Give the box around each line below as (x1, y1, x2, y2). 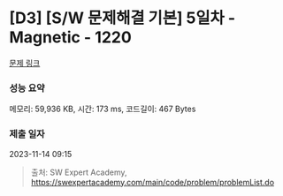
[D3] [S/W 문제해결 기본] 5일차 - (9, 8, 236, 28)
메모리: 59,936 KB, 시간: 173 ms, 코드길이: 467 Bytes (9, 103, 196, 115)
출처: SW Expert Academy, (30, 167, 127, 177)
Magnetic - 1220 (9, 27, 133, 48)
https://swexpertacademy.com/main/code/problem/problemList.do (30, 177, 275, 187)
